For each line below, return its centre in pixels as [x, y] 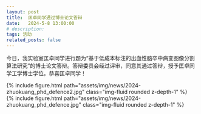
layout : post [23, 12]
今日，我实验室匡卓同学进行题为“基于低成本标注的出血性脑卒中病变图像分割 [101, 58]
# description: [26, 29]
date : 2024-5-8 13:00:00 [40, 23]
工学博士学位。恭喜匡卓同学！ [49, 73]
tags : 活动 [19, 35]
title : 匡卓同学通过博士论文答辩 [44, 18]
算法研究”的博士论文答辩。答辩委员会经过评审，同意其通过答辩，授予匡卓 [98, 65]
